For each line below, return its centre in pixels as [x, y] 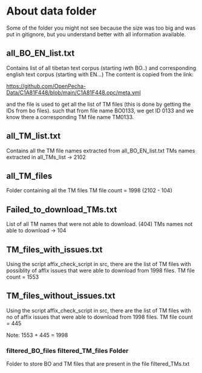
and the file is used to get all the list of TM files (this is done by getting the [99, 104]
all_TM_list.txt [34, 136]
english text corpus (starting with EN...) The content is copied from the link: [100, 74]
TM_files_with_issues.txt [54, 249]
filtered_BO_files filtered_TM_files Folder [67, 351]
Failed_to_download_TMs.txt [62, 209]
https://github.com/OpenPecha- [46, 86]
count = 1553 [23, 277]
